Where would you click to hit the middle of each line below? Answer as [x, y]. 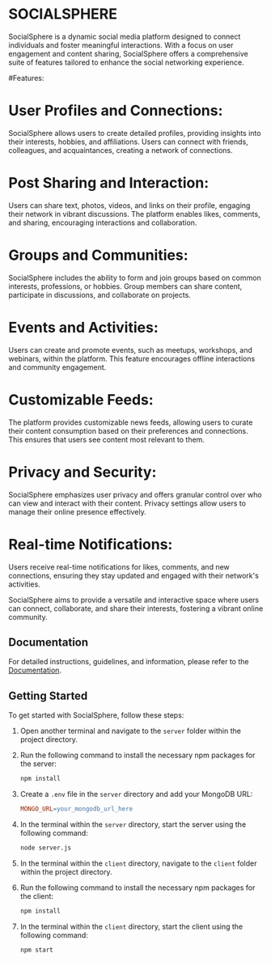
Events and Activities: [84, 327]
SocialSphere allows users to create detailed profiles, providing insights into [135, 133]
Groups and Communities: [98, 255]
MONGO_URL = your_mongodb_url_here [76, 809]
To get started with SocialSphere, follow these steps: [96, 715]
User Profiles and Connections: [116, 111]
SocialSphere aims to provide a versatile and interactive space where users [134, 600]
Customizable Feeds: [81, 399]
